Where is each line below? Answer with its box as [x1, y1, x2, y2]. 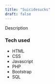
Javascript [12, 58, 33, 64]
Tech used [5, 37, 30, 44]
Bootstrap [12, 68, 32, 74]
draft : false [5, 12, 31, 17]
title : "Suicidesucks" [5, 7, 51, 12]
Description [5, 25, 28, 31]
